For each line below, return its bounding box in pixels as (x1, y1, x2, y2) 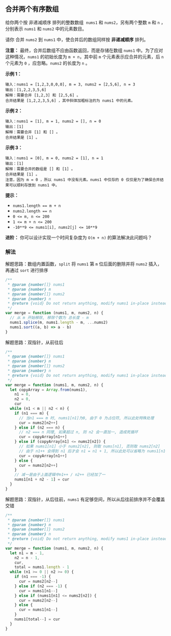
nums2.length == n (12, 208, 52, 214)
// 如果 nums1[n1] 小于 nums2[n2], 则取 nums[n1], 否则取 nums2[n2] (18, 444, 160, 449)
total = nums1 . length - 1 (14, 565, 70, 570)
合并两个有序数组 (5, 5, 59, 14)
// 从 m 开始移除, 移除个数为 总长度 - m (10, 315, 89, 320)
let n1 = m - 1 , (10, 551, 44, 556)
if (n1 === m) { (14, 411, 49, 416)
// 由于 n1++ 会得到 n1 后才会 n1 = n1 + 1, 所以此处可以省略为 (18, 448, 145, 453)
